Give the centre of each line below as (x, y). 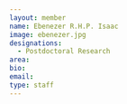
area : (19, 60)
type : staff (32, 85)
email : (22, 77)
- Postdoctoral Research (64, 52)
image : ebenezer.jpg (48, 34)
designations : (36, 43)
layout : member (38, 18)
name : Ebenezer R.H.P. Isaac (64, 26)
